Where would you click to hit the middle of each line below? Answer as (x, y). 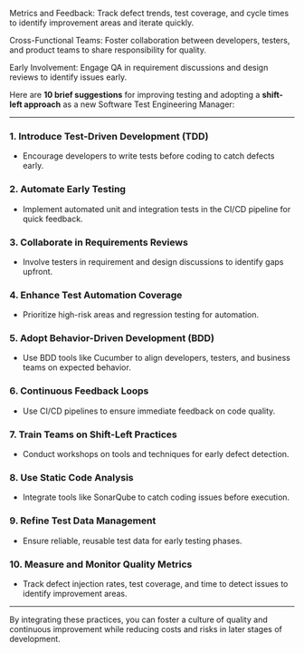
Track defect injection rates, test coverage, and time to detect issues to (155, 583)
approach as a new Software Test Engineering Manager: (129, 104)
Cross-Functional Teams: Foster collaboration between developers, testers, (150, 40)
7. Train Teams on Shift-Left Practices (94, 434)
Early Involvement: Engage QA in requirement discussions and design (139, 68)
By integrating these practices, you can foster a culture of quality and (139, 619)
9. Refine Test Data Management (83, 521)
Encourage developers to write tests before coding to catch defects (148, 156)
